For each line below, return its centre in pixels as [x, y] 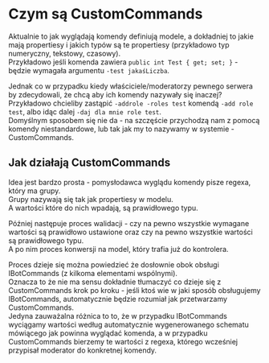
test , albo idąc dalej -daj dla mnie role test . [85, 111]
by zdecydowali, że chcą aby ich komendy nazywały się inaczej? [115, 94]
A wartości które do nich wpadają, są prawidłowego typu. [103, 208]
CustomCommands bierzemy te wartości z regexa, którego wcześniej [123, 341]
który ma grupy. [35, 191]
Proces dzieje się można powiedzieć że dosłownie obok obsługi [114, 264]
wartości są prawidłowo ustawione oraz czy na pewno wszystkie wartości [130, 232]
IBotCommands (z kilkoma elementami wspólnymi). [93, 273]
